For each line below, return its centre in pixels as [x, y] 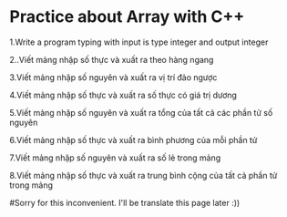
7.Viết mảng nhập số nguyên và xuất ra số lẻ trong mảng [115, 158]
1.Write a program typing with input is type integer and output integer [139, 42]
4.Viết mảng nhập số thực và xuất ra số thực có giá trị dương [123, 95]
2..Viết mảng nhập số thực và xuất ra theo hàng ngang [112, 59]
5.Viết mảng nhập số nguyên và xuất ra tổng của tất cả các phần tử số [141, 112]
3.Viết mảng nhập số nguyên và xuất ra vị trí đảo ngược [113, 77]
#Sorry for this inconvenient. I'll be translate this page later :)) [125, 202]
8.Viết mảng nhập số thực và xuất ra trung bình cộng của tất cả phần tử [143, 175]
